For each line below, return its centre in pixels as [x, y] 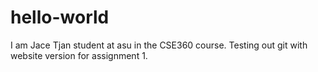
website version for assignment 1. [79, 55]
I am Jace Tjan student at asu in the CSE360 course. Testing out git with [159, 45]
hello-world [60, 17]
